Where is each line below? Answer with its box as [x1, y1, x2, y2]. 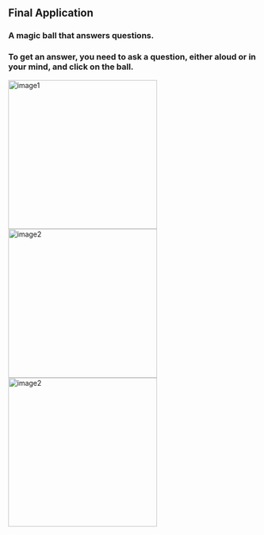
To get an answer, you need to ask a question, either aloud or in [8, 52, 256, 63]
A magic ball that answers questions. [8, 30, 155, 41]
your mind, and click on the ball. [8, 61, 134, 72]
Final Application [8, 6, 94, 20]
